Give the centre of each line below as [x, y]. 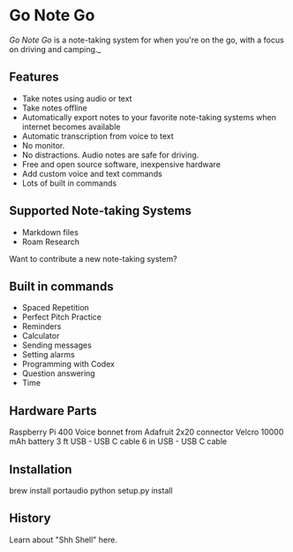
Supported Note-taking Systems [101, 211]
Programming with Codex [68, 364]
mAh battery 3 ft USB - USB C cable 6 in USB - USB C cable [118, 441]
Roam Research [51, 241]
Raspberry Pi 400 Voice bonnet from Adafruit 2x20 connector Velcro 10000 [146, 432]
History [30, 518]
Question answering [58, 373]
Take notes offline [55, 108]
